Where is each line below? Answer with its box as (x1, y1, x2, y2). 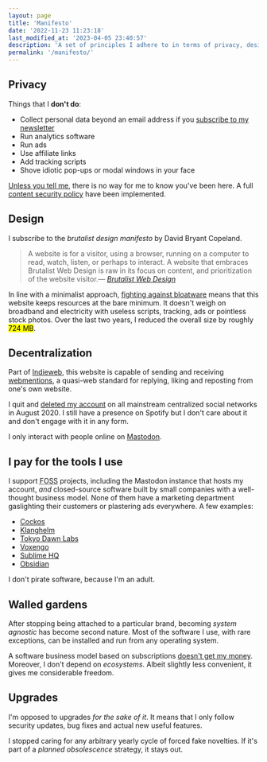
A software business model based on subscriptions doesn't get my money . (8, 651, 253, 661)
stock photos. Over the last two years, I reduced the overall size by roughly (8, 315, 254, 325)
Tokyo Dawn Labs (19, 534, 79, 543)
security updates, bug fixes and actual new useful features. (8, 721, 203, 730)
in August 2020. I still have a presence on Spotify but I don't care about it (8, 408, 248, 418)
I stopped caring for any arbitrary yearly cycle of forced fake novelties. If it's (8, 736, 258, 745)
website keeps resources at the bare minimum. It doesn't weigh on (8, 297, 226, 307)
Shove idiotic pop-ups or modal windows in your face (19, 165, 195, 175)
